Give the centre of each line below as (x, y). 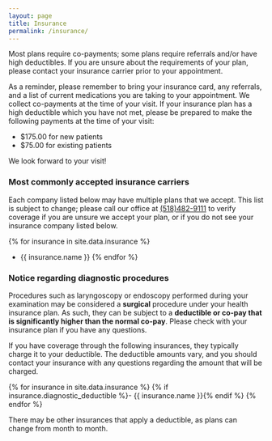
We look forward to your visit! (57, 161)
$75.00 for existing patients (66, 146)
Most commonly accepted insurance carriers (99, 182)
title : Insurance (38, 23)
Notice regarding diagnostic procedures (89, 278)
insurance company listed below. (63, 225)
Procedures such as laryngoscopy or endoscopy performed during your (128, 295)
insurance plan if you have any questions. (78, 329)
